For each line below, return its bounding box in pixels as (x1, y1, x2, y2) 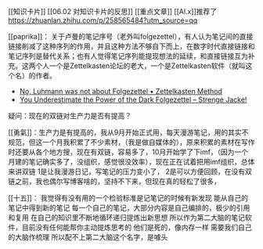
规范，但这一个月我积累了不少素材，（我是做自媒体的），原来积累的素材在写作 (8, 138, 255, 146)
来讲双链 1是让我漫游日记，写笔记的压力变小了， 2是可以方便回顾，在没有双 (8, 167, 253, 176)
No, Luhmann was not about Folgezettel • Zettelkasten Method (19, 87, 223, 96)
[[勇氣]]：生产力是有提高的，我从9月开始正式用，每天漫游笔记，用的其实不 (8, 128, 249, 137)
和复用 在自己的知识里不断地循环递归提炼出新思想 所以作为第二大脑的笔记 (8, 213, 245, 222)
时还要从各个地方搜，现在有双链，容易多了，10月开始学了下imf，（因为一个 (8, 147, 249, 157)
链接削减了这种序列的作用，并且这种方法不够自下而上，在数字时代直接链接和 (8, 41, 255, 51)
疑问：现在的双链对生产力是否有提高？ (8, 111, 131, 120)
